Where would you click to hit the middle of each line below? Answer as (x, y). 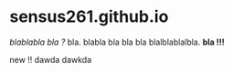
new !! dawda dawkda (51, 59)
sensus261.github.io (89, 17)
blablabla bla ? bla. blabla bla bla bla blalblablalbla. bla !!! (117, 42)
